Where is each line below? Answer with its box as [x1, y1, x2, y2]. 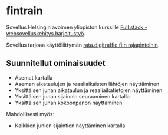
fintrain [6, 4, 43, 18]
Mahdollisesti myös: [6, 110, 55, 117]
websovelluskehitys [6, 29, 54, 37]
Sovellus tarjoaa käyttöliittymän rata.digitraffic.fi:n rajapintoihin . [6, 41, 160, 48]
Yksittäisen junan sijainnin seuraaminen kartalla [14, 93, 130, 100]
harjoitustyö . [55, 29, 85, 37]
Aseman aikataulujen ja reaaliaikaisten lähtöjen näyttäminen [14, 80, 160, 87]
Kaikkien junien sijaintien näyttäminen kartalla [14, 122, 126, 129]
